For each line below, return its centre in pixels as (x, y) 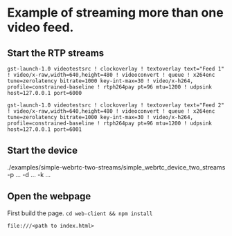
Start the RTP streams (56, 53)
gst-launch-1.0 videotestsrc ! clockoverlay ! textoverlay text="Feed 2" (116, 105)
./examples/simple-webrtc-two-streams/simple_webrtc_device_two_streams (116, 167)
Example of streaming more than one (115, 13)
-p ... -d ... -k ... (29, 174)
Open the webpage (49, 196)
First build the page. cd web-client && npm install (80, 213)
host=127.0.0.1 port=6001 (44, 129)
